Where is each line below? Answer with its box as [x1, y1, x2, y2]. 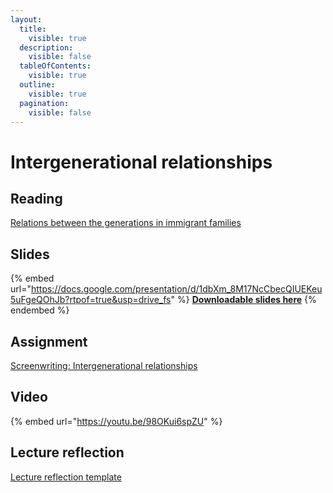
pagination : [19, 98, 70, 108]
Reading [10, 190, 63, 207]
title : [19, 24, 47, 34]
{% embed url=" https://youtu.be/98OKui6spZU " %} [10, 415, 223, 427]
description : [19, 42, 74, 53]
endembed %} [10, 304, 70, 316]
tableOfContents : [19, 61, 92, 71]
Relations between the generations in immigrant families [10, 217, 242, 229]
